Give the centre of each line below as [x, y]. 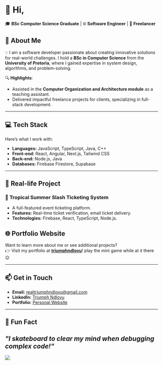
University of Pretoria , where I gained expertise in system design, [71, 63]
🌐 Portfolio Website [35, 233]
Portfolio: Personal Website [40, 302]
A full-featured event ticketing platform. [51, 208]
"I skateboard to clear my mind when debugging [80, 339]
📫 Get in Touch [29, 278]
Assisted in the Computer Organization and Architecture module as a [82, 89]
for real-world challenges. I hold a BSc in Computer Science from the [74, 58]
